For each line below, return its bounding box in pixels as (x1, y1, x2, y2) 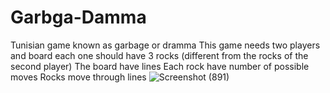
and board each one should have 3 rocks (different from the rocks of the (10, 49, 309, 61)
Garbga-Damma (10, 6, 147, 29)
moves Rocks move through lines (10, 71, 147, 83)
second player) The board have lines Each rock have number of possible (10, 60, 310, 72)
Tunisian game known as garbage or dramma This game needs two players (10, 39, 321, 51)
